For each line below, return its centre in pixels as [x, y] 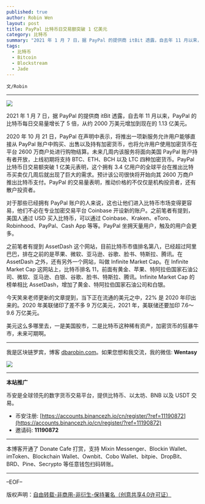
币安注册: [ [28, 416]
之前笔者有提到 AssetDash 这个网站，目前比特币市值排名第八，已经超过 [96, 247]
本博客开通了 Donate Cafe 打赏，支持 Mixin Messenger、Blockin [87, 449]
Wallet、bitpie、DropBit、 [153, 456]
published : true [27, 12]
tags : [13, 46]
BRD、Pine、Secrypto [34, 464]
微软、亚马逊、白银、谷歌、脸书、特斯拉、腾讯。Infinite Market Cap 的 [106, 277]
